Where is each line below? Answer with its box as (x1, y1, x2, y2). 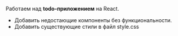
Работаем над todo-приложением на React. (5, 5, 119, 12)
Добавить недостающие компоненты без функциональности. (14, 17, 172, 23)
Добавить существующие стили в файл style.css (14, 23, 139, 30)
